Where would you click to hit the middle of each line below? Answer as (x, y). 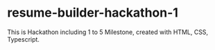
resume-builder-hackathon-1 (93, 13)
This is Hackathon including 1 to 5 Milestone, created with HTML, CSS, (108, 32)
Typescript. (24, 39)
